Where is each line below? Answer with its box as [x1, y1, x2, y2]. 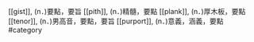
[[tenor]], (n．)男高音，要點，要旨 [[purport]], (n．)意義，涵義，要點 [8, 16, 224, 26]
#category [8, 26, 42, 34]
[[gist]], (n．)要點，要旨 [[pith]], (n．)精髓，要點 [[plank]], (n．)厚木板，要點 [8, 7, 246, 16]
